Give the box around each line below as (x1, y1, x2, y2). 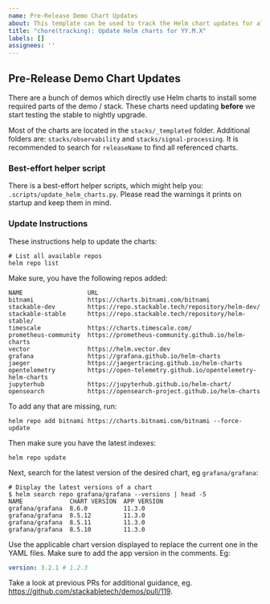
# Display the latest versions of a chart (8, 483, 153, 491)
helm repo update (8, 454, 67, 462)
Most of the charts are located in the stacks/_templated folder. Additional (8, 125, 251, 135)
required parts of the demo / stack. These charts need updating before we (8, 101, 256, 111)
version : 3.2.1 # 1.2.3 (8, 564, 88, 572)
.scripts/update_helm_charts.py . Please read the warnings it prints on (8, 190, 243, 199)
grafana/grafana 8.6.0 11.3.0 (8, 504, 146, 512)
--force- (213, 417, 243, 425)
